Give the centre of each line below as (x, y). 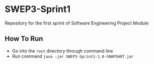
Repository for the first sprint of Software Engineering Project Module (77, 23)
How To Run (24, 39)
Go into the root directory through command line (63, 50)
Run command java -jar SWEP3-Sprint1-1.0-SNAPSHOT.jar (73, 56)
